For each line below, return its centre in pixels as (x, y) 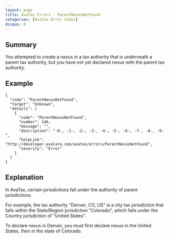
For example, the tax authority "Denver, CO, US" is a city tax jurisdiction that (84, 205)
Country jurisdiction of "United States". (46, 216)
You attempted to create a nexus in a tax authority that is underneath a (79, 57)
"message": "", (35, 126)
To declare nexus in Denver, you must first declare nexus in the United (78, 225)
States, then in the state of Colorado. (44, 231)
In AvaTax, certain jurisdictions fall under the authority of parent (72, 190)
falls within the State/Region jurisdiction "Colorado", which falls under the (82, 210)
